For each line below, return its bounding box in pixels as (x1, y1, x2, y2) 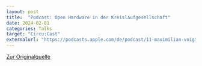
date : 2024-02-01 (6, 20, 50, 26)
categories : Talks (6, 25, 52, 32)
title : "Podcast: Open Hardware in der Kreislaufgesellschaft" (6, 14, 171, 20)
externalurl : (6, 37, 39, 43)
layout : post (6, 8, 39, 15)
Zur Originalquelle (6, 53, 51, 60)
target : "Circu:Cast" (6, 31, 61, 37)
